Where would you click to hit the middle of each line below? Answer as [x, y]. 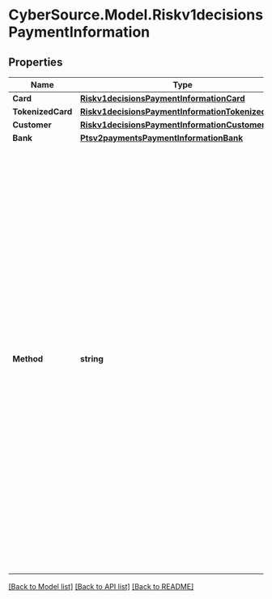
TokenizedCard [42, 111]
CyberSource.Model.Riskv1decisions [136, 15]
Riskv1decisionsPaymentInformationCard [162, 98]
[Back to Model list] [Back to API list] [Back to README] [101, 586]
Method [28, 359]
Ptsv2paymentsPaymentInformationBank [161, 138]
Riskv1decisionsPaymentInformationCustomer [172, 125]
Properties [36, 62]
